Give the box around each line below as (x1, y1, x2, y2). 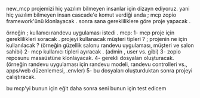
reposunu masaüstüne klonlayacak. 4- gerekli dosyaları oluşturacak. (6, 55, 174, 61)
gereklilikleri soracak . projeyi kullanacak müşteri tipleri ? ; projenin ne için (6, 36, 187, 42)
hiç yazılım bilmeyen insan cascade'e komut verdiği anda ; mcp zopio (6, 11, 177, 18)
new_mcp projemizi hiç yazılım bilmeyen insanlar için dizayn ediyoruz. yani (6, 5, 190, 12)
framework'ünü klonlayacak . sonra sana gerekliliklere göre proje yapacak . (6, 18, 191, 24)
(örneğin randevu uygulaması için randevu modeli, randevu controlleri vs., (6, 61, 187, 68)
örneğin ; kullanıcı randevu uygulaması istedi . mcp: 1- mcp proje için (6, 29, 175, 36)
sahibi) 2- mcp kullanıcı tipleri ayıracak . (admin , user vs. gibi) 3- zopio (6, 48, 181, 55)
